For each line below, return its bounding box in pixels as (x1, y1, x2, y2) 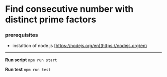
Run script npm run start (5, 57, 57, 63)
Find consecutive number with (5, 3, 134, 15)
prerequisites (5, 32, 38, 38)
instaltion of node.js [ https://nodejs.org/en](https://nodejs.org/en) (12, 43, 148, 49)
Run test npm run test (5, 67, 51, 73)
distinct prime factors (5, 14, 96, 25)
